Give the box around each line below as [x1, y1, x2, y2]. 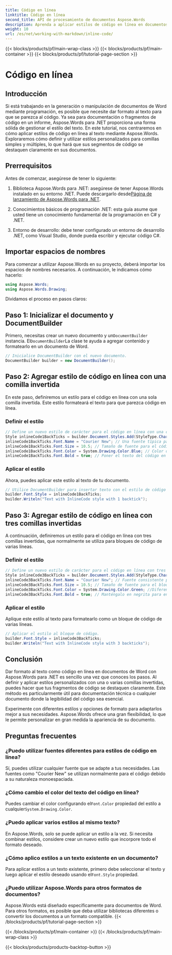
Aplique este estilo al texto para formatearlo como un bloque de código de [5, 615, 162, 622]
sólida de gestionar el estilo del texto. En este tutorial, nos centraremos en [5, 125, 162, 131]
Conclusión [5, 655, 43, 664]
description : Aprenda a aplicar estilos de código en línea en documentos [5, 22, 168, 27]
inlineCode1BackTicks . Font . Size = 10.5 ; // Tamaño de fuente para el [5, 444, 157, 449]
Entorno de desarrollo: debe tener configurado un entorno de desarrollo [12, 227, 165, 233]
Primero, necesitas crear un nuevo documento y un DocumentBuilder [5, 333, 148, 339]
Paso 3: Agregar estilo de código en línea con [5, 511, 153, 520]
